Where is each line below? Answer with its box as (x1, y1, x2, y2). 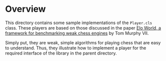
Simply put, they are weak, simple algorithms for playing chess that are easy (5, 39, 161, 45)
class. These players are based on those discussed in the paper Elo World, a (5, 25, 161, 30)
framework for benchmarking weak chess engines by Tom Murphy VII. (5, 30, 149, 36)
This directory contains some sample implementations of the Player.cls (5, 20, 153, 26)
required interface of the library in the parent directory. (5, 50, 117, 56)
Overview (5, 3, 46, 15)
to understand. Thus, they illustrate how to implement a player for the (5, 45, 147, 51)
